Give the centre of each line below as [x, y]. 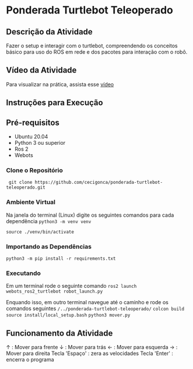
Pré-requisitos [33, 122]
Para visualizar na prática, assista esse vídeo [60, 84]
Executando [23, 273]
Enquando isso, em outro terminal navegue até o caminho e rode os [87, 302]
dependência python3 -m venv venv [49, 221]
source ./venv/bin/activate [40, 232]
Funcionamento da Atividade [59, 333]
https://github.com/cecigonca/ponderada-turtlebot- [99, 182]
